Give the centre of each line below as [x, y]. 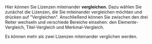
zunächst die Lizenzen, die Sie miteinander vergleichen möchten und [74, 12]
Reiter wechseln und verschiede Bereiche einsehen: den [61, 22]
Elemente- [128, 22]
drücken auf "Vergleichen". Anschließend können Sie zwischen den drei [76, 17]
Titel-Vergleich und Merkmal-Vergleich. [65, 27]
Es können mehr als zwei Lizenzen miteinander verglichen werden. [71, 36]
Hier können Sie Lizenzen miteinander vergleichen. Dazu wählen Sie [73, 7]
